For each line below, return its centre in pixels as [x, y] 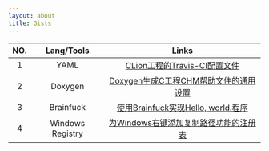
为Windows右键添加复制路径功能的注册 [182, 123]
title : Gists [30, 23]
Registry [68, 133]
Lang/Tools [67, 51]
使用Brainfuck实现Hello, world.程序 [182, 108]
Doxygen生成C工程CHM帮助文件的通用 [183, 80]
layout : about [32, 16]
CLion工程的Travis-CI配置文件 [183, 65]
